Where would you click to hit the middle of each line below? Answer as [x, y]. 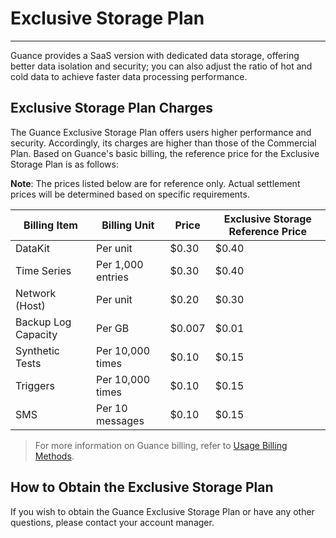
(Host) [30, 305]
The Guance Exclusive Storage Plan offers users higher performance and [161, 132]
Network [36, 293]
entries [112, 277]
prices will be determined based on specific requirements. [130, 194]
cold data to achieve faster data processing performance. [129, 76]
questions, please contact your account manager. [112, 522]
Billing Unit [128, 225]
